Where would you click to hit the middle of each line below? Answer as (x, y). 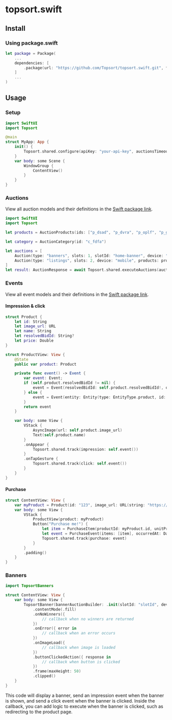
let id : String (31, 322)
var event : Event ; (43, 378)
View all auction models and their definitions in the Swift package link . (79, 209)
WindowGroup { (39, 166)
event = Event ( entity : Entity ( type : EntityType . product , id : (99, 397)
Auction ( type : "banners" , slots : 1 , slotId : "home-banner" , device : (89, 256)
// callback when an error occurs (79, 633)
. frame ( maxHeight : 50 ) (57, 671)
